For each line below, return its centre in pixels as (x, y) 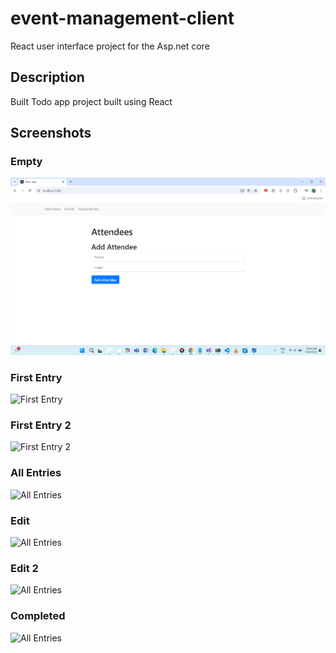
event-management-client (122, 18)
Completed (38, 616)
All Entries (36, 473)
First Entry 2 (41, 425)
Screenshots (51, 133)
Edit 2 (24, 568)
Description (47, 77)
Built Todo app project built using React (91, 101)
